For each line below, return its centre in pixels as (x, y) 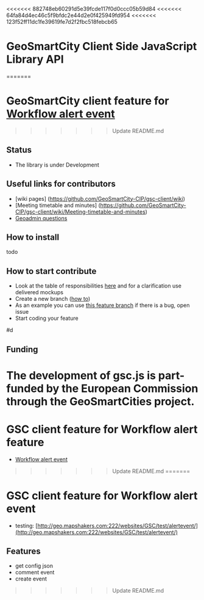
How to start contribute (51, 271)
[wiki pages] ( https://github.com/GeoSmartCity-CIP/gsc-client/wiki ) (100, 198)
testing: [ (26, 526)
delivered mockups (39, 292)
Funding (22, 349)
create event (31, 579)
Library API (35, 60)
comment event (35, 573)
